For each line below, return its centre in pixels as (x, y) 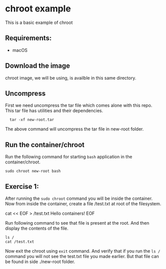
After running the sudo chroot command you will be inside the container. (79, 198)
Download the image (38, 66)
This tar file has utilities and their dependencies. (54, 111)
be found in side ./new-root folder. (40, 262)
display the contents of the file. (37, 228)
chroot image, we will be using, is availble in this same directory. (71, 78)
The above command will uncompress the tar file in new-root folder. (74, 129)
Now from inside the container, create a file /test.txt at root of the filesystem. (83, 204)
